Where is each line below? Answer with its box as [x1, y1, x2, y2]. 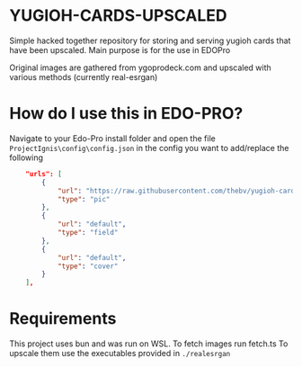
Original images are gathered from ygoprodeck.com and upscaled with [9, 62, 271, 73]
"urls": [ [25, 169, 63, 178]
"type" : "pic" [57, 194, 111, 203]
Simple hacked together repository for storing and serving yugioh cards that [9, 35, 291, 46]
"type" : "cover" [57, 262, 119, 271]
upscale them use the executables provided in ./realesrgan [9, 348, 231, 359]
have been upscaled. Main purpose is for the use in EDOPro [9, 44, 231, 55]
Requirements [9, 309, 117, 329]
